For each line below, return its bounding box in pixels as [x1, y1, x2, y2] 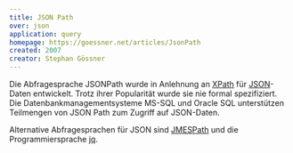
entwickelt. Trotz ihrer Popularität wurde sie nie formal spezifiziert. [32, 88, 278, 99]
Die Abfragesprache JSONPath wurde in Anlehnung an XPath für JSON [9, 79, 271, 89]
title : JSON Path [9, 12, 74, 22]
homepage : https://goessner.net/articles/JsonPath [9, 37, 201, 47]
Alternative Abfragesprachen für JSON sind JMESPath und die [9, 125, 239, 134]
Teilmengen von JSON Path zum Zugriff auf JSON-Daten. [9, 108, 220, 117]
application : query [9, 29, 82, 38]
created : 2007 [9, 46, 62, 55]
